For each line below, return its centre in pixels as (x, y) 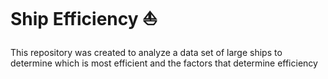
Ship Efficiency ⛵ (84, 19)
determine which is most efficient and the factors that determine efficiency (164, 63)
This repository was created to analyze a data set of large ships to (146, 52)
